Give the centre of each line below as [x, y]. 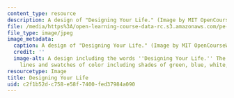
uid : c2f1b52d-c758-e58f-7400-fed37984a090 [71, 84]
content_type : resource [42, 13]
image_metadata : [31, 39]
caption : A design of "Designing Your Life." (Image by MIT [102, 46]
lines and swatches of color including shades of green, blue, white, [124, 65]
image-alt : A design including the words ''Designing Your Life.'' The [120, 59]
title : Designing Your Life [48, 78]
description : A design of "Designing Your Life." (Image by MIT [102, 20]
